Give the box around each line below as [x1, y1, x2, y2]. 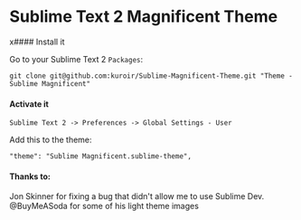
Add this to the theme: [9, 134, 92, 146]
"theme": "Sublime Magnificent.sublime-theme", [9, 152, 193, 161]
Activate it [9, 98, 50, 110]
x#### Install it [9, 36, 65, 47]
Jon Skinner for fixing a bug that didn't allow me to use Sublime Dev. [9, 191, 265, 202]
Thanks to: [9, 170, 52, 182]
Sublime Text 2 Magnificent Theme [9, 6, 278, 27]
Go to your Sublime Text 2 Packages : [9, 53, 144, 64]
